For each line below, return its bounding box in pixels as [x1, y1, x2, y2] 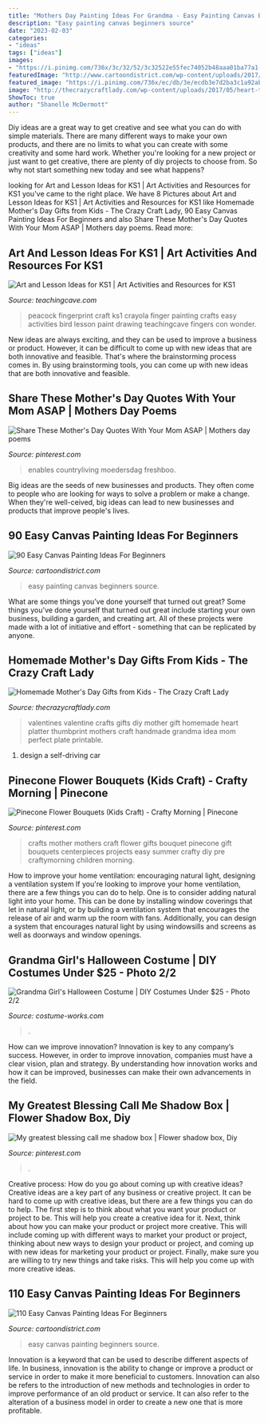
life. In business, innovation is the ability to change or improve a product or [8, 1363, 254, 1373]
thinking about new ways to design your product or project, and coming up [8, 1239, 254, 1248]
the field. [8, 1076, 37, 1085]
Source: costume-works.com [8, 1011, 104, 1021]
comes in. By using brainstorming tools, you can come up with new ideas [8, 360, 249, 370]
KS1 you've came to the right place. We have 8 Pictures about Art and [8, 189, 237, 199]
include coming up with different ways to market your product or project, [8, 1230, 247, 1239]
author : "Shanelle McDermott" [8, 101, 109, 109]
